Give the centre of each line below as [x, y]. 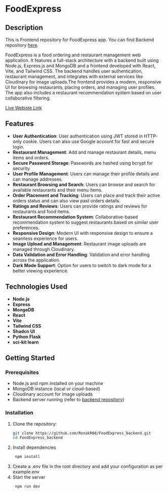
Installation [19, 413]
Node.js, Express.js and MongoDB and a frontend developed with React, [80, 66]
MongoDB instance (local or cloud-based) [56, 389]
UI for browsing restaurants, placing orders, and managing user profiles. [80, 87]
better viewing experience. [40, 271]
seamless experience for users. [45, 238]
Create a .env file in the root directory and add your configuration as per [88, 467]
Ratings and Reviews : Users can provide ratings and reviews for [80, 206]
